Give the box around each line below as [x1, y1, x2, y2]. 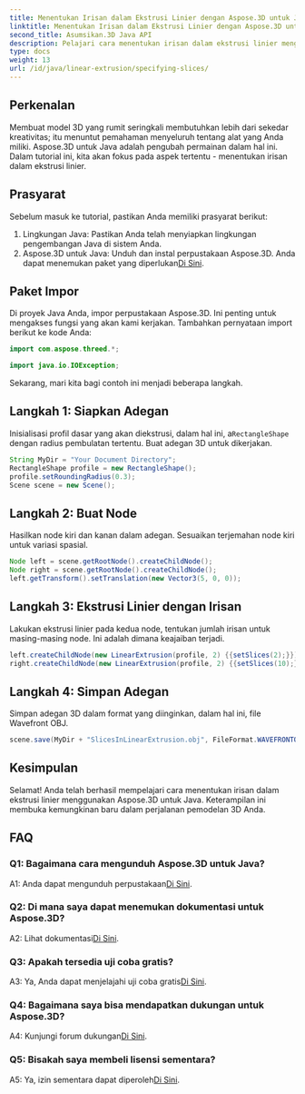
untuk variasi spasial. [9, 540, 89, 551]
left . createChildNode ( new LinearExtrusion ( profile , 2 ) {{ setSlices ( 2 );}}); [9, 651, 302, 660]
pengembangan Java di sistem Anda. [22, 238, 162, 249]
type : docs [9, 47, 51, 56]
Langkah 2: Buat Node [9, 505, 138, 521]
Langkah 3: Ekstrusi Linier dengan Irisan [9, 599, 242, 614]
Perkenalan [9, 97, 75, 114]
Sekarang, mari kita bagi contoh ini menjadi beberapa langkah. [9, 378, 243, 389]
